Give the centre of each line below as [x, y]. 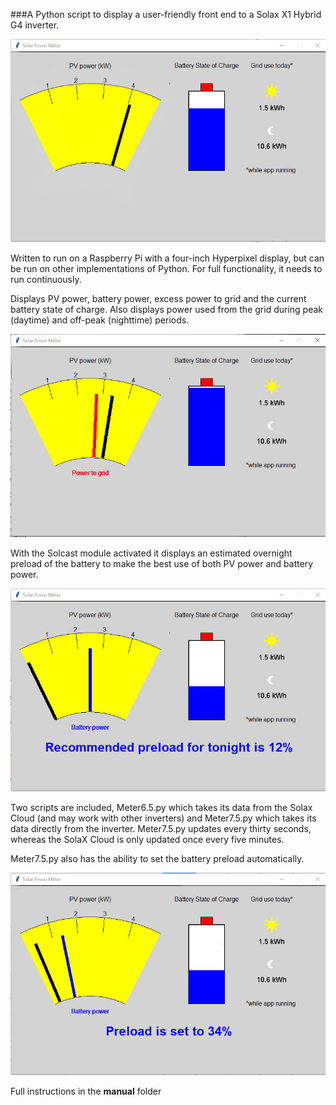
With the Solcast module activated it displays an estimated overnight [151, 553]
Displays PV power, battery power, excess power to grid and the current [158, 298]
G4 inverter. [35, 25]
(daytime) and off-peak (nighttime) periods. [100, 320]
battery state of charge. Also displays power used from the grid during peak [166, 309]
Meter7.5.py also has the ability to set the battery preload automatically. [157, 858]
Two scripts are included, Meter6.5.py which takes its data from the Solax [161, 807]
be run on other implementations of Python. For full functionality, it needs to [166, 268]
